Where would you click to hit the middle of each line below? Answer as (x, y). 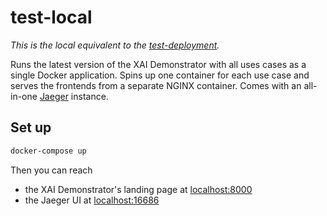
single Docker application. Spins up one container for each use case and (160, 75)
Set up (31, 127)
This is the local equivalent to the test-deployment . (115, 45)
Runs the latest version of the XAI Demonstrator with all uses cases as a (158, 64)
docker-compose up (48, 151)
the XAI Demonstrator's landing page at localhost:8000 (138, 189)
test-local (51, 17)
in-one (24, 96)
